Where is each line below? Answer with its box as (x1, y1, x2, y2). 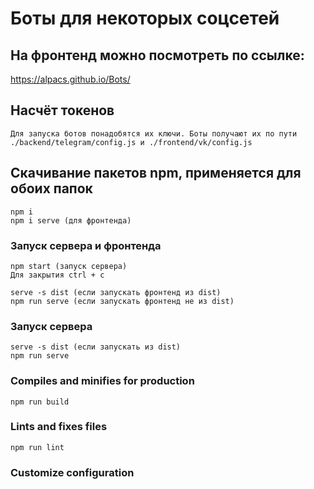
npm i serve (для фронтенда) (10, 215, 132, 226)
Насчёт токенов (10, 102, 115, 119)
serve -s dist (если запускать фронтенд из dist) (10, 287, 222, 297)
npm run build (10, 397, 70, 407)
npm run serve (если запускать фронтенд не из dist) (10, 296, 235, 306)
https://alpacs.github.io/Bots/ (10, 73, 131, 85)
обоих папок (10, 180, 93, 197)
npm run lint (10, 442, 65, 452)
